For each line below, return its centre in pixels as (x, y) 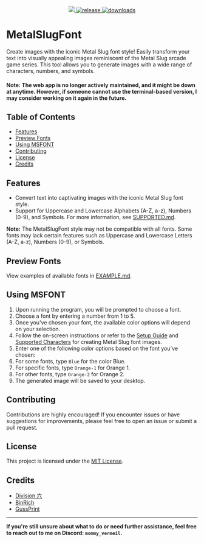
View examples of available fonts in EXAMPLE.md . (69, 275)
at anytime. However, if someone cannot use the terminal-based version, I (102, 91)
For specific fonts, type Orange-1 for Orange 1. (73, 368)
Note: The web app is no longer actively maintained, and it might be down (101, 85)
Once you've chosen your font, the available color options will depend (103, 322)
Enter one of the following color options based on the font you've (96, 348)
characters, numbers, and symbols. (51, 71)
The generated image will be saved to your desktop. (80, 380)
